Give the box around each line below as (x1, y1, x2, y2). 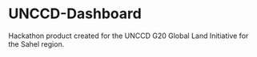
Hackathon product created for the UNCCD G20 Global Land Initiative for (8, 31, 249, 40)
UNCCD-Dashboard (8, 5, 142, 23)
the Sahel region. (8, 39, 65, 48)
